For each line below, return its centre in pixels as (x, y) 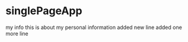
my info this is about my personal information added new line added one (94, 27)
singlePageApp (44, 11)
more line (17, 33)
